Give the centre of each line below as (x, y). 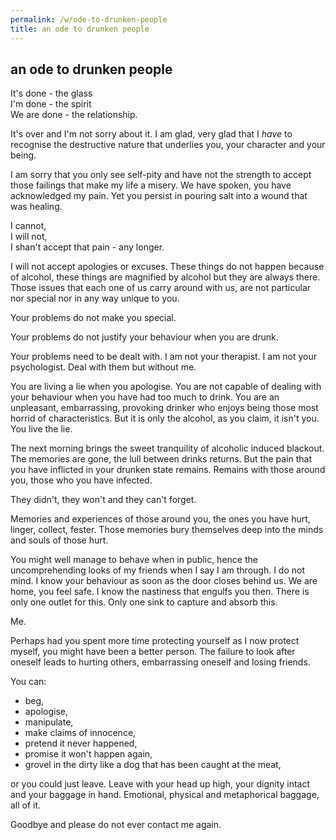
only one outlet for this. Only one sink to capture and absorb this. (144, 602)
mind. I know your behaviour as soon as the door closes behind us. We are (164, 581)
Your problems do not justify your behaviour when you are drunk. (144, 337)
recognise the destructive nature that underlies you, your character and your (168, 145)
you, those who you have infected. (81, 480)
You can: (28, 682)
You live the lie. (41, 429)
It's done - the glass (51, 93)
